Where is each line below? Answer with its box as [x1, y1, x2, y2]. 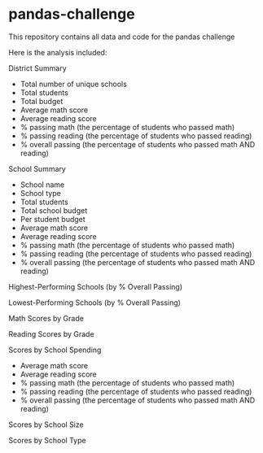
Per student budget [20, 214, 85, 224]
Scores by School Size [8, 420, 84, 429]
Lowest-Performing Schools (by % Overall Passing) [8, 298, 182, 307]
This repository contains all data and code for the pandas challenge [8, 32, 235, 41]
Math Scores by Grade [8, 313, 84, 323]
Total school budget [20, 205, 88, 216]
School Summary [8, 163, 67, 173]
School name [20, 180, 65, 189]
